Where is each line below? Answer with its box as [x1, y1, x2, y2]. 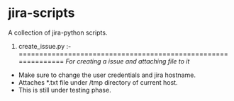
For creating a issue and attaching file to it [65, 57, 190, 65]
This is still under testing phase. [18, 85, 112, 94]
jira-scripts [8, 5, 75, 21]
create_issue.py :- [18, 42, 72, 50]
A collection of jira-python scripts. [8, 28, 108, 37]
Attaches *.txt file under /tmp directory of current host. [18, 78, 178, 86]
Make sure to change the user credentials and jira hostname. [18, 71, 196, 79]
